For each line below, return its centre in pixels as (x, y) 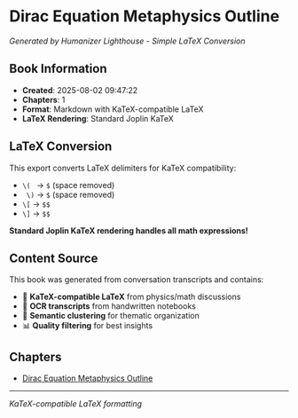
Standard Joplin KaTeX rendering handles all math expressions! (129, 230)
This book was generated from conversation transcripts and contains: (137, 280)
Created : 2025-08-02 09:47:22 (80, 90)
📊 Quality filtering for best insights (87, 326)
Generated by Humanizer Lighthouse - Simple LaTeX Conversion (127, 41)
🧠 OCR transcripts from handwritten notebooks (109, 306)
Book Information (58, 69)
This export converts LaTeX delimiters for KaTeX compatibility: (123, 168)
